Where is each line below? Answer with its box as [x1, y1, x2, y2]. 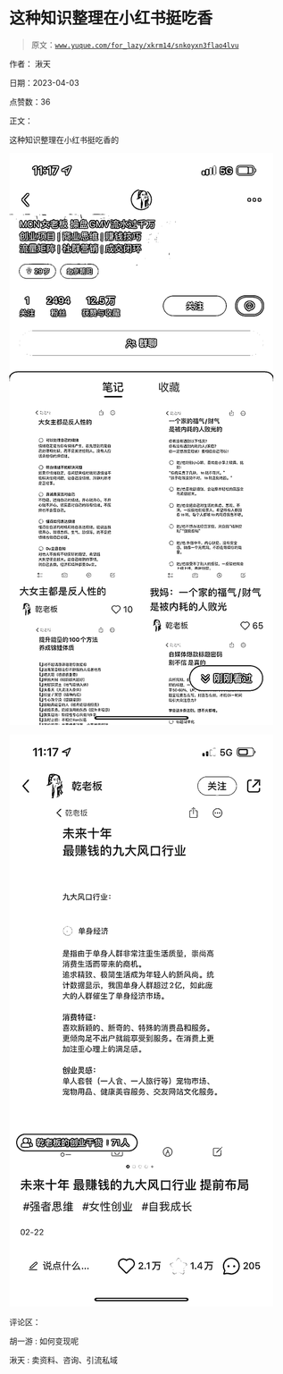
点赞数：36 [9, 96, 51, 107]
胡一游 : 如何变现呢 [9, 1336, 79, 1346]
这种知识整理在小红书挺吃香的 [9, 134, 119, 145]
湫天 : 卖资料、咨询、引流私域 [9, 1354, 118, 1365]
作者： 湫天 [9, 58, 51, 69]
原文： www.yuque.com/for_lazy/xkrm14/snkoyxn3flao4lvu [30, 39, 239, 50]
